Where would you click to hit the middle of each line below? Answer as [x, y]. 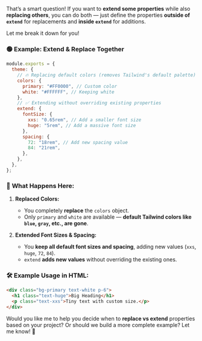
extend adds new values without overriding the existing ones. [100, 260]
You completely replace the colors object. [77, 211]
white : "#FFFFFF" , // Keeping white [68, 92]
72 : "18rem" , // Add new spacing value [78, 142]
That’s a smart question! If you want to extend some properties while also [98, 9]
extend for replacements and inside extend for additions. [76, 21]
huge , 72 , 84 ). [39, 253]
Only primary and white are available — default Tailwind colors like [108, 217]
